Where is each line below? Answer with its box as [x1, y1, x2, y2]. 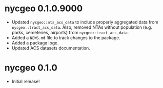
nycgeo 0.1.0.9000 [4, 3, 83, 14]
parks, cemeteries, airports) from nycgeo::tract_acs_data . [11, 29, 129, 35]
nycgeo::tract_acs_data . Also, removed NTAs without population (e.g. [11, 24, 152, 30]
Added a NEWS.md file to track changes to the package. [11, 35, 121, 41]
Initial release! [11, 78, 40, 84]
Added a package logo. [11, 40, 59, 45]
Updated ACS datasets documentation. [11, 45, 91, 51]
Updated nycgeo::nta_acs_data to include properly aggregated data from [11, 19, 159, 25]
